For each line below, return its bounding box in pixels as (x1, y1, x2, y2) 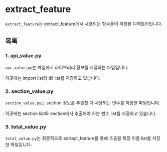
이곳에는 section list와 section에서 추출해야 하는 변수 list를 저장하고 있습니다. (5, 110, 157, 116)
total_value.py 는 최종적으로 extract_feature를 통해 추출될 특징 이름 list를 (5, 135, 151, 141)
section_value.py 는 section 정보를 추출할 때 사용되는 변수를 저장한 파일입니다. (5, 99, 160, 106)
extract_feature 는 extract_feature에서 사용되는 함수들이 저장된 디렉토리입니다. (5, 21, 163, 27)
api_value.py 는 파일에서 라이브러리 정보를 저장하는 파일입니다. (5, 64, 129, 70)
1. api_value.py (5, 52, 42, 59)
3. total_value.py (5, 123, 47, 130)
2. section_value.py (5, 88, 54, 95)
